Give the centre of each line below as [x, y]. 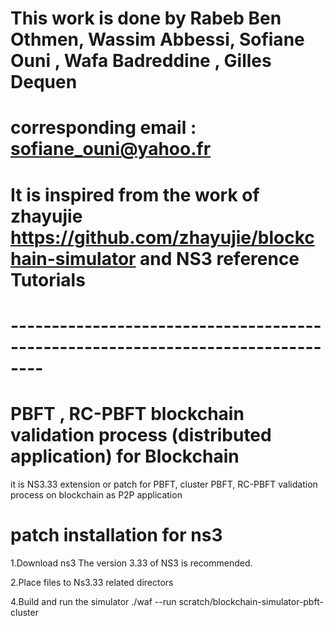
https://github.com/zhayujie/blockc [162, 237]
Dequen [44, 82]
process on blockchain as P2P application [96, 494]
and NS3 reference [219, 258]
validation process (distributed [141, 434]
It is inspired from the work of [135, 194]
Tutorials [48, 279]
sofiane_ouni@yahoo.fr [111, 149]
